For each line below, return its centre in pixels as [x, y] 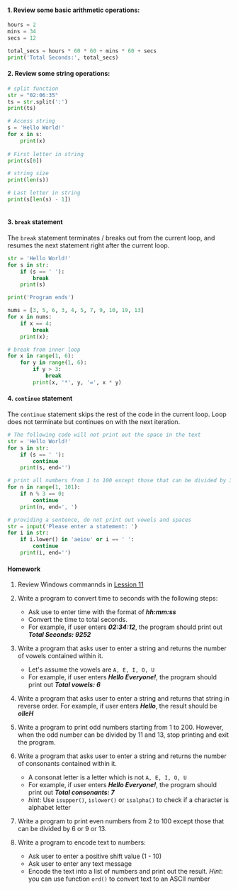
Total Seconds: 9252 [59, 635]
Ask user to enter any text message [80, 864]
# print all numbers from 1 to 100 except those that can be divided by [117, 481]
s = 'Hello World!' [36, 128]
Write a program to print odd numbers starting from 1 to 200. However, [120, 728]
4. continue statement [40, 399]
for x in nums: [30, 317]
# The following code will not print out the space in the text [104, 435]
